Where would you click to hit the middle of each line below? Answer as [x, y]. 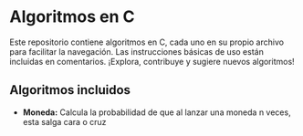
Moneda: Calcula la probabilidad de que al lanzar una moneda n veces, [157, 112]
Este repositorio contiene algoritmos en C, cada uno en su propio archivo [147, 42]
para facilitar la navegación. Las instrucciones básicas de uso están [137, 51]
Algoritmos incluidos [70, 90]
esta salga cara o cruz [64, 121]
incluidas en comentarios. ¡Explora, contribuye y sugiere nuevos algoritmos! [152, 61]
